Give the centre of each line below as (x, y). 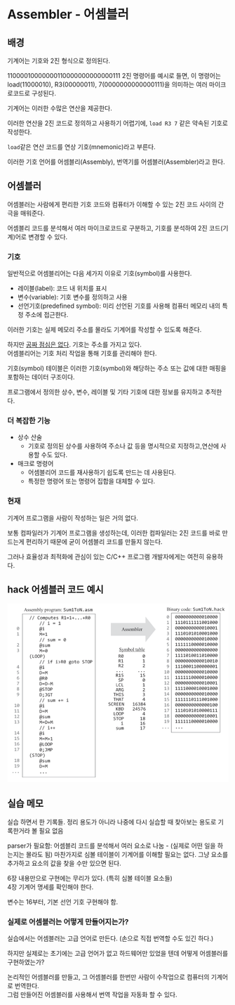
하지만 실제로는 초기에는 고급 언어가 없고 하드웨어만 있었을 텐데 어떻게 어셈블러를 (118, 953)
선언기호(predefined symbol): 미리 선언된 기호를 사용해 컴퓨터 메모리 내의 (119, 306)
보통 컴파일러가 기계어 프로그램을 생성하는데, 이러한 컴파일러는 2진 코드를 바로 (114, 533)
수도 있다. (54, 455)
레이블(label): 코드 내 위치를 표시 (62, 288)
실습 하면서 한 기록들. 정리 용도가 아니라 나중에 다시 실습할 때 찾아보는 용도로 (112, 822)
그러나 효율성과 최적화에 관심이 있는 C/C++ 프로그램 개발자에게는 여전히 (106, 557)
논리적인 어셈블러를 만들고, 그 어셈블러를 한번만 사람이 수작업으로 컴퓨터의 (108, 977)
